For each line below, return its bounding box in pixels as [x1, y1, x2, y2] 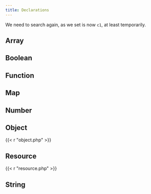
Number [5, 106, 32, 115]
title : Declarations [5, 7, 50, 13]
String [5, 180, 26, 189]
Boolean [5, 54, 32, 62]
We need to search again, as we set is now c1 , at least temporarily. [5, 21, 146, 28]
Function [5, 71, 34, 80]
